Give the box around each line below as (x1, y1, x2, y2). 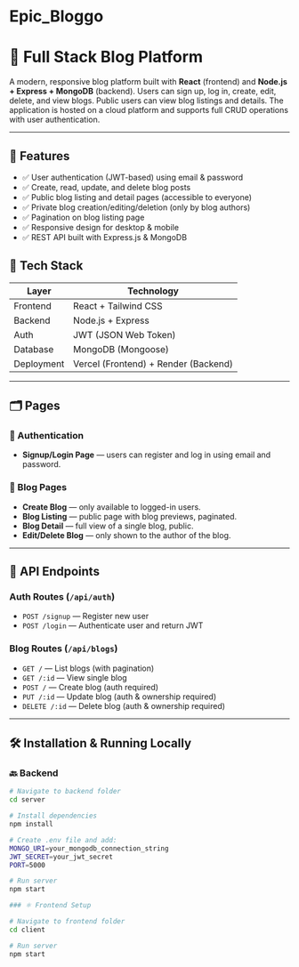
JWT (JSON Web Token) (72, 328, 176, 341)
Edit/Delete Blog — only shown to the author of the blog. (21, 529, 231, 540)
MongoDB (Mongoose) (72, 342, 169, 355)
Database (13, 342, 54, 355)
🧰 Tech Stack (9, 258, 84, 273)
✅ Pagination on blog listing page (21, 212, 145, 222)
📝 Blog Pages (9, 481, 68, 494)
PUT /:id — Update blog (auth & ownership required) (21, 691, 216, 702)
